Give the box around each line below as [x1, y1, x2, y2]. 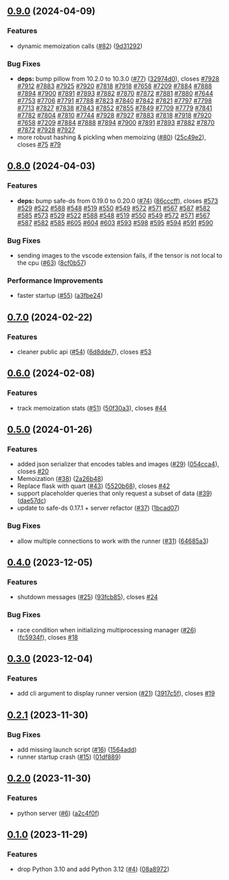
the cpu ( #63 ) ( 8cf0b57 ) [17, 258, 87, 267]
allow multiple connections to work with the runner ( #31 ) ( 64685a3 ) [17, 537, 209, 545]
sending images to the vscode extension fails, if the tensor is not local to [17, 251, 223, 259]
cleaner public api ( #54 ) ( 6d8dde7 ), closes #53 [17, 347, 152, 356]
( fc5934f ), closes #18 [17, 633, 78, 641]
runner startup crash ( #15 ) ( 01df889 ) [17, 753, 122, 761]
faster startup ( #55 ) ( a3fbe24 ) [17, 292, 103, 300]
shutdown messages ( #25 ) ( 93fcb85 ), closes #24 [17, 593, 158, 601]
